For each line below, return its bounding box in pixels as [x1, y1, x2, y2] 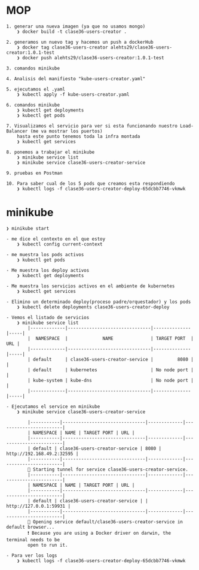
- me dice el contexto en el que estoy [6, 236, 106, 242]
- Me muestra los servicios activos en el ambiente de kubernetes [6, 283, 175, 289]
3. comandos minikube [6, 65, 60, 71]
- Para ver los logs [6, 552, 58, 559]
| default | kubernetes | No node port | [27, 366, 194, 373]
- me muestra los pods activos [6, 251, 84, 257]
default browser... [6, 524, 55, 530]
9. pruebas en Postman [6, 170, 63, 176]
